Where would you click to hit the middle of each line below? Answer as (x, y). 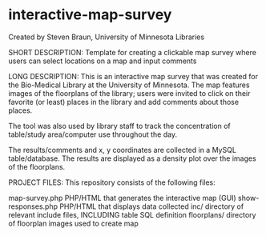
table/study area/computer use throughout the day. (93, 134)
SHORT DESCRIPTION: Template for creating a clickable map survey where (132, 52)
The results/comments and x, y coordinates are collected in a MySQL (122, 150)
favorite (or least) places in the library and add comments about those (123, 102)
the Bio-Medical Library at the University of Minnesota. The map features (129, 85)
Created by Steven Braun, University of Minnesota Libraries (107, 37)
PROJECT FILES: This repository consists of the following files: (112, 182)
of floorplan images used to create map (73, 223)
